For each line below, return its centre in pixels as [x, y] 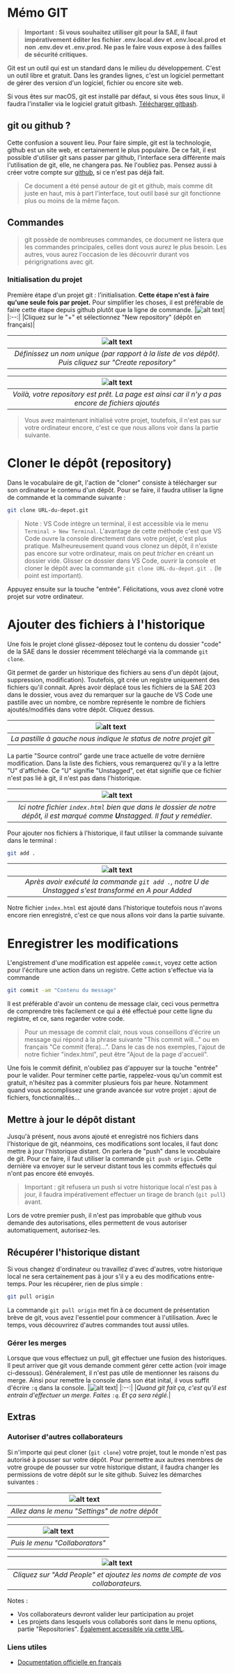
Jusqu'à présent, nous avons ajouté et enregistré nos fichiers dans [103, 1137]
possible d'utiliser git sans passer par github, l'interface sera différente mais [116, 157]
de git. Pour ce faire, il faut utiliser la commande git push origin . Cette [110, 1159]
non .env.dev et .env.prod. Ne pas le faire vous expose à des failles [123, 47]
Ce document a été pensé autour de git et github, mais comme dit [118, 186]
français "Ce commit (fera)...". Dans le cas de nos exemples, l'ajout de [125, 1047]
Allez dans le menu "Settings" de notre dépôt [84, 1511]
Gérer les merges [37, 1343]
